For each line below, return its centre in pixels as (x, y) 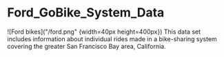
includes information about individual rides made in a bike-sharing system (112, 38)
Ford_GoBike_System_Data (86, 13)
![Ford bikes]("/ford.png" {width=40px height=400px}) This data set (104, 32)
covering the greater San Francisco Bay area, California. (87, 46)
